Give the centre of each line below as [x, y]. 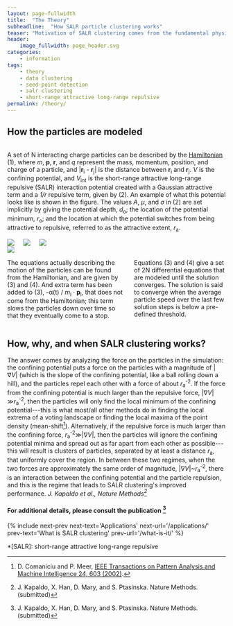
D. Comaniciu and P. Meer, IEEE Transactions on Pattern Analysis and [116, 566]
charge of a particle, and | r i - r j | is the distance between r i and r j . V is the [111, 170]
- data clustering [46, 78]
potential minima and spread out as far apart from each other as [98, 444]
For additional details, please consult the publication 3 [87, 510]
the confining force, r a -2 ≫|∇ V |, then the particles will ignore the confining [113, 435]
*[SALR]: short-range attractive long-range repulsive [83, 547]
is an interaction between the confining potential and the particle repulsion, [114, 477]
